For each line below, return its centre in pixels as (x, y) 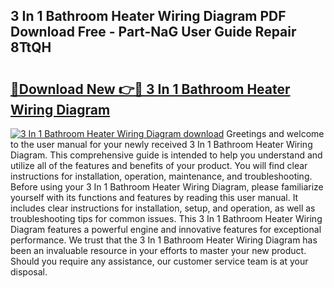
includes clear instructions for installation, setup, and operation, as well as (163, 208)
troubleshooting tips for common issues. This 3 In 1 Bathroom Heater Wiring (166, 218)
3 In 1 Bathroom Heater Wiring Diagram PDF (148, 16)
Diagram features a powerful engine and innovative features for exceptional (166, 229)
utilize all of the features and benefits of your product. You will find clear (159, 165)
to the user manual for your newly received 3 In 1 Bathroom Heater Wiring (161, 144)
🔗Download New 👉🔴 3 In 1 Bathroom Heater (150, 89)
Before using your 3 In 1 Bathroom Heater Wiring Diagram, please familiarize (167, 187)
